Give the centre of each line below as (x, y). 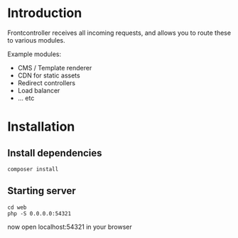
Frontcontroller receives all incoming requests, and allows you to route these (119, 33)
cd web (17, 207)
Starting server (42, 191)
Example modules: (34, 54)
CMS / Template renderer (55, 67)
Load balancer (39, 90)
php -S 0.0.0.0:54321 (39, 213)
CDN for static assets (49, 75)
